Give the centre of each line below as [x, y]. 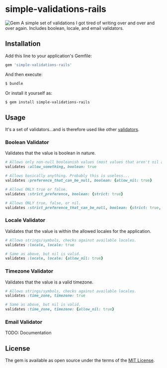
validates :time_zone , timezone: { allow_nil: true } [60, 309]
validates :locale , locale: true [40, 245]
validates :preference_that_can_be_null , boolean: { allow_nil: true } [79, 181]
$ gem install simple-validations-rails [48, 102]
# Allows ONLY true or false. [37, 189]
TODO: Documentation [28, 333]
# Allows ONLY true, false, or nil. [43, 203]
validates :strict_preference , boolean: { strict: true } [64, 194]
